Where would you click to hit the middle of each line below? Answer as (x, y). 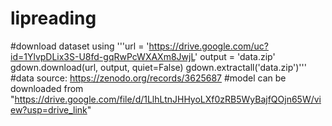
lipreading (53, 18)
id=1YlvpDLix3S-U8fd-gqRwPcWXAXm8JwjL (103, 56)
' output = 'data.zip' (235, 56)
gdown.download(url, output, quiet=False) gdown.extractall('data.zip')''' (158, 67)
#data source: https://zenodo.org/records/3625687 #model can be (148, 78)
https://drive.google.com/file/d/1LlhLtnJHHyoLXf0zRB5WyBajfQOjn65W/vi (168, 99)
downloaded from (47, 88)
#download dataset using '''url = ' (80, 46)
